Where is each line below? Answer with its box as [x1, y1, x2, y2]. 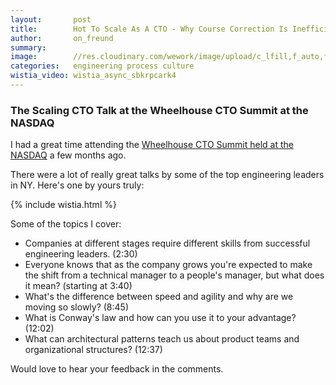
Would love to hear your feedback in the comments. [10, 363, 224, 375]
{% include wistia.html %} [10, 199, 117, 211]
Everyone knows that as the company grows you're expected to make [24, 259, 313, 271]
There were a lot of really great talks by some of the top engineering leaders [10, 169, 325, 181]
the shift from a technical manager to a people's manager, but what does [24, 269, 325, 281]
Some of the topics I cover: [10, 218, 122, 230]
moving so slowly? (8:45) [24, 301, 130, 313]
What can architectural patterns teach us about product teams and [24, 333, 300, 345]
